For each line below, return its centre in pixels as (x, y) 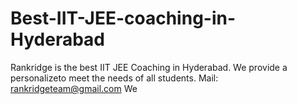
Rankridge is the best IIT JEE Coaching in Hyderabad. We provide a (149, 67)
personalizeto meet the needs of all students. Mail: (114, 78)
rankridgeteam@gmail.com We (74, 88)
